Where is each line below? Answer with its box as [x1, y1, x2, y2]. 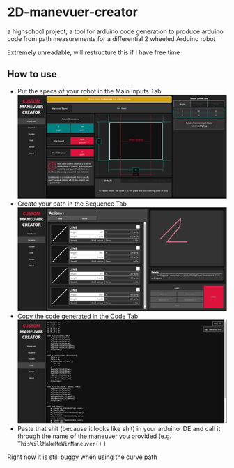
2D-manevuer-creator [7, 4, 138, 20]
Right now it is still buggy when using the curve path [7, 453, 157, 461]
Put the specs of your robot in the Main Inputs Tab [17, 86, 162, 95]
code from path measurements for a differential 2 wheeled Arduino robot [7, 34, 216, 43]
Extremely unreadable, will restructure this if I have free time [7, 48, 180, 56]
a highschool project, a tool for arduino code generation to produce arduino [7, 27, 224, 36]
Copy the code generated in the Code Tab [17, 312, 139, 321]
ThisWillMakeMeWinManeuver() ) [17, 439, 107, 448]
